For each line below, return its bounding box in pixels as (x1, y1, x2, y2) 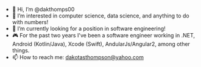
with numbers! (12, 19, 49, 25)
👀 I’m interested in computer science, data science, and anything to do (12, 12, 190, 19)
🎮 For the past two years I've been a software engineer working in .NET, (12, 32, 196, 39)
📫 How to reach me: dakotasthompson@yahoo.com (12, 54, 144, 60)
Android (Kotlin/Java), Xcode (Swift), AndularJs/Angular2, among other (12, 40, 191, 48)
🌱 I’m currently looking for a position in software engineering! (12, 25, 166, 32)
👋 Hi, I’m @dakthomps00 (12, 6, 75, 13)
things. (12, 47, 30, 54)
